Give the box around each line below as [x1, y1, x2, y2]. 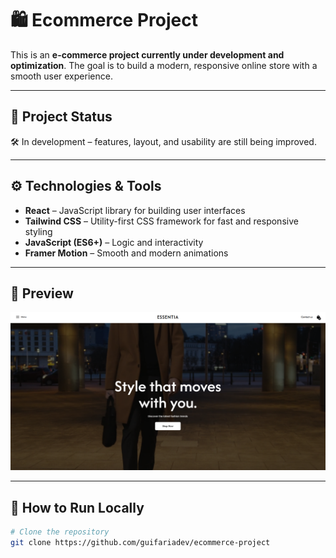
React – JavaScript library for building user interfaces [24, 204, 246, 216]
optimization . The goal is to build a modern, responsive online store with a [10, 59, 318, 71]
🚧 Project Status [10, 108, 113, 126]
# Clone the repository [10, 527, 110, 537]
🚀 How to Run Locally [10, 499, 145, 516]
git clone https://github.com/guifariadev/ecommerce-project [10, 538, 271, 548]
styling [24, 225, 53, 237]
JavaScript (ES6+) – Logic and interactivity [24, 236, 204, 248]
